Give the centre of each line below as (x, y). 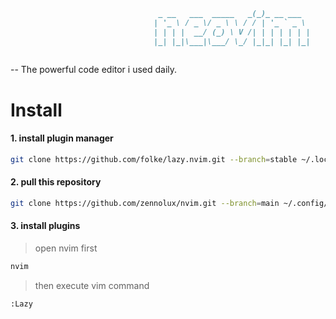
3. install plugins (45, 226)
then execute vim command (92, 285)
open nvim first (66, 248)
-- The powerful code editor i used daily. (94, 70)
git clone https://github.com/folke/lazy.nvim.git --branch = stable (154, 159)
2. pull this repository (56, 182)
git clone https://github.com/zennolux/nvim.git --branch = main (145, 203)
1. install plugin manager (62, 138)
